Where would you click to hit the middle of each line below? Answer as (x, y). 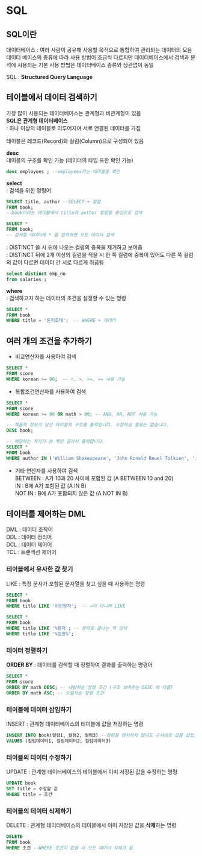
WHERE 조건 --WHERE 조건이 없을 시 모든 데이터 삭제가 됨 (70, 848)
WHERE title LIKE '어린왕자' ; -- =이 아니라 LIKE (66, 606)
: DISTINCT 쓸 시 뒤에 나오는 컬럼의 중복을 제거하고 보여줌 (75, 247)
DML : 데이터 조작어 (29, 530)
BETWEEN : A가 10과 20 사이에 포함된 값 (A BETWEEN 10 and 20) (94, 478)
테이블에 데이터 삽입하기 (39, 710)
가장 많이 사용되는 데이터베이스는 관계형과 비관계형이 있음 (74, 113)
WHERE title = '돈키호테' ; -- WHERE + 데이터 (61, 321)
